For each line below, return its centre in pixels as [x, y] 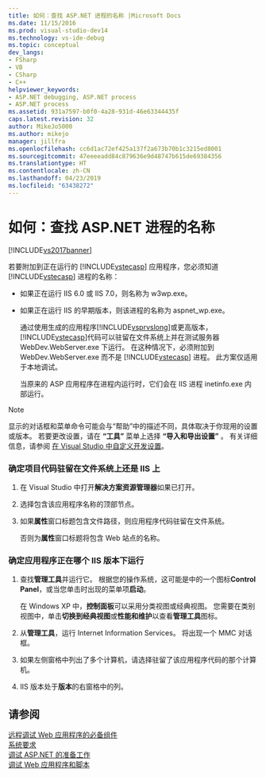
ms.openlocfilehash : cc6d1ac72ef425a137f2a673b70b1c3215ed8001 [115, 149]
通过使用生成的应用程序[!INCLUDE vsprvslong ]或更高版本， [116, 327]
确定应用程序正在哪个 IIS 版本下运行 [76, 560]
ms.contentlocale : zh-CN [49, 171]
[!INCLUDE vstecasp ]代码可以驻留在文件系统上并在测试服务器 [120, 337]
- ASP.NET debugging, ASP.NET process [72, 97]
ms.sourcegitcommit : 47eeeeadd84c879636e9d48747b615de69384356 [115, 156]
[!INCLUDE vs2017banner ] [50, 250]
